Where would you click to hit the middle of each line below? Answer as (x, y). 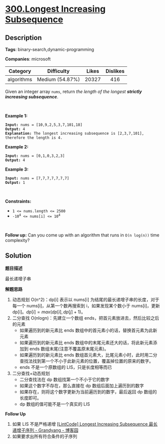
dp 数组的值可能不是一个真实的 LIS (55, 404)
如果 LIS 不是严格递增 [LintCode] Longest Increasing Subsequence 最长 (85, 424)
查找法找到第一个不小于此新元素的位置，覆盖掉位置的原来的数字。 (86, 361)
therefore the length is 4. (34, 138)
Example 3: (17, 169)
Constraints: (18, 201)
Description (23, 38)
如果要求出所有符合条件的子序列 (45, 436)
